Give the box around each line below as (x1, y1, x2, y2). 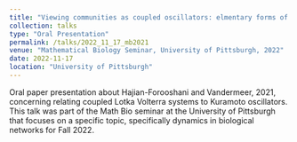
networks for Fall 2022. (9, 124, 95, 135)
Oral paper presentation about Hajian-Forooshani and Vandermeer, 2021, (9, 86, 277, 98)
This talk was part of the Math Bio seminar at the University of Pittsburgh (9, 106, 276, 116)
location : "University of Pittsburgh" (9, 63, 153, 72)
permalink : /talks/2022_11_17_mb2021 (9, 37, 149, 47)
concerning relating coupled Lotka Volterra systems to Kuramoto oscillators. (9, 96, 288, 106)
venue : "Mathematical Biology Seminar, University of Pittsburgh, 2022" (9, 46, 285, 55)
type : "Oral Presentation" (9, 29, 109, 38)
